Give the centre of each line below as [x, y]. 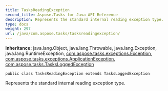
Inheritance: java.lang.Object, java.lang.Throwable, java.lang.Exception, [81, 48]
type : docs [17, 24]
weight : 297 [18, 29]
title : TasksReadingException [38, 10]
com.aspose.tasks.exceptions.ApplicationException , [60, 59]
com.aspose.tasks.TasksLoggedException [50, 64]
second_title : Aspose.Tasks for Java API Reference [61, 15]
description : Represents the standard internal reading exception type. [85, 19]
